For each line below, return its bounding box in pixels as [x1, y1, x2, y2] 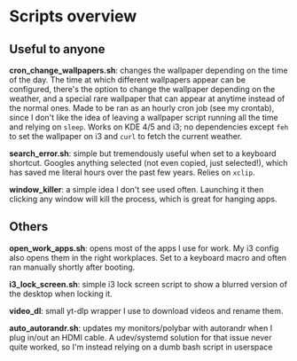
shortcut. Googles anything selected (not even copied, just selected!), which [9, 158, 288, 168]
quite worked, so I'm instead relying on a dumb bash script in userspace [9, 341, 273, 352]
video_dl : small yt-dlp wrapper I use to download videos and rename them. [9, 305, 284, 316]
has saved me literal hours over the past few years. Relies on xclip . [9, 167, 255, 177]
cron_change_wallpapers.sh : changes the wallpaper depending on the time [9, 65, 288, 75]
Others [9, 219, 49, 234]
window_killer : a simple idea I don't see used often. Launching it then [9, 184, 264, 194]
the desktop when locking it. [9, 288, 113, 299]
